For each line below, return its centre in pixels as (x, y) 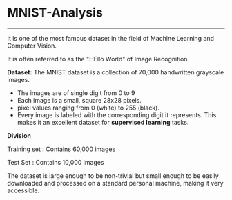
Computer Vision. (32, 46)
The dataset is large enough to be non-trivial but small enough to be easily (113, 176)
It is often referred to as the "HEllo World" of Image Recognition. (98, 59)
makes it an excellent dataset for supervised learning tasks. (103, 122)
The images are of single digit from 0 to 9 (76, 93)
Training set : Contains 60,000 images (61, 149)
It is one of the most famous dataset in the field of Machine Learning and (111, 38)
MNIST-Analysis (55, 13)
